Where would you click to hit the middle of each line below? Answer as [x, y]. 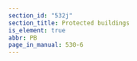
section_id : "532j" [41, 15]
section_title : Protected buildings [69, 23]
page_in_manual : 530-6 [46, 45]
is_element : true [37, 30]
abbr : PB [23, 38]
